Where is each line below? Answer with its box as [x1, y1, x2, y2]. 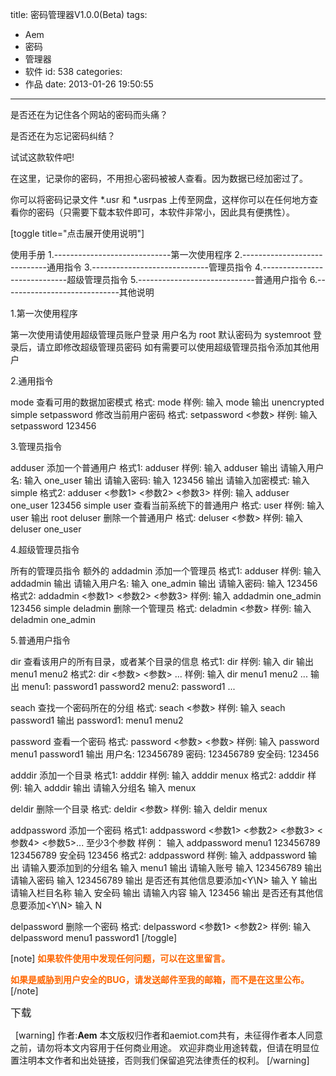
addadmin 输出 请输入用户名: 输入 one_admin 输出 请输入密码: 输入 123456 [10, 578, 318, 589]
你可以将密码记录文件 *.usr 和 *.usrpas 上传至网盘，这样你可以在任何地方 [10, 194, 310, 205]
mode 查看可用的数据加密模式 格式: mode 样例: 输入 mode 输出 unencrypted [10, 396, 325, 408]
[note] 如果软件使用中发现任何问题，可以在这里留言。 [10, 953, 231, 964]
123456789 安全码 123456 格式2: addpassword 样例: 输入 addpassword [10, 849, 307, 861]
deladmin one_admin [10, 614, 96, 625]
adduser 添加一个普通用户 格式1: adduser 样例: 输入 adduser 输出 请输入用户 [10, 462, 325, 473]
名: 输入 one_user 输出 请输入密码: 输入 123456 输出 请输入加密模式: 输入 [10, 474, 310, 486]
